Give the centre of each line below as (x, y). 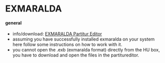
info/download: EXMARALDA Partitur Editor (57, 34)
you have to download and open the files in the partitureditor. (76, 55)
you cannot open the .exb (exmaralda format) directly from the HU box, (86, 50)
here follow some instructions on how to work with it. (67, 44)
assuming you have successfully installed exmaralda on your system (84, 39)
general (13, 22)
